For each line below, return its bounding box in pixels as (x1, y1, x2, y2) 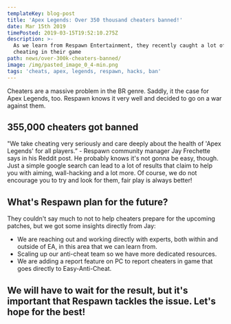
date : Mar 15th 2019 (7, 23, 67, 30)
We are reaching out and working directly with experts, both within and (16, 235, 219, 243)
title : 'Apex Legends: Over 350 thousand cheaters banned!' (7, 17, 184, 23)
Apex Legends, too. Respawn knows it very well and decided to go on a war (7, 94, 222, 102)
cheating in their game (13, 49, 81, 56)
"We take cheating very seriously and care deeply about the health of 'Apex (7, 139, 221, 148)
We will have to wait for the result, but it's (7, 284, 188, 296)
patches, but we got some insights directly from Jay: (7, 222, 156, 230)
